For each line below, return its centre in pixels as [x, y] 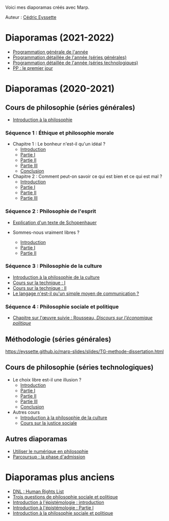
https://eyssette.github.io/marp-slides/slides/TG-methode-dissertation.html [84, 351]
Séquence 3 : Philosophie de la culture [54, 266]
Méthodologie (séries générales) [58, 339]
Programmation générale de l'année [50, 52]
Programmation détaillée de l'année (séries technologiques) [75, 63]
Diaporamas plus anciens [60, 477]
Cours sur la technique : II [40, 288]
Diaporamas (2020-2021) [60, 89]
